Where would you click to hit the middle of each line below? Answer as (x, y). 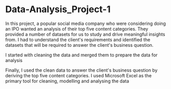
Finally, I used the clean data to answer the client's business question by (81, 70)
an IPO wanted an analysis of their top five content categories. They (77, 28)
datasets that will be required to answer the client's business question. (79, 45)
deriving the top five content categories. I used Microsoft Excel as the (79, 75)
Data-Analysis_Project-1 (58, 9)
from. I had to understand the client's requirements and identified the (78, 40)
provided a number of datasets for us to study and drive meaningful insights (85, 34)
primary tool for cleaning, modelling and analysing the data (67, 81)
